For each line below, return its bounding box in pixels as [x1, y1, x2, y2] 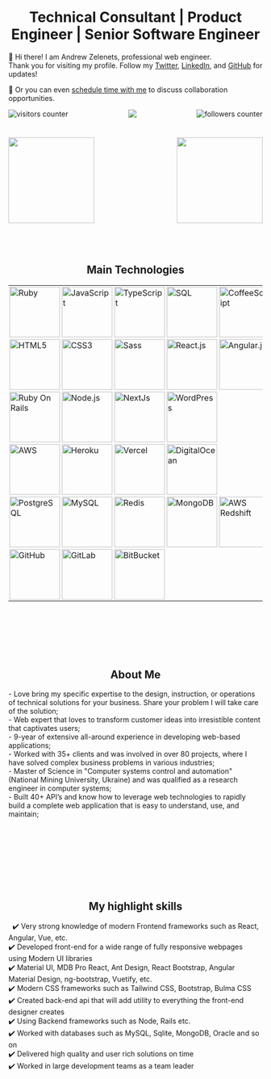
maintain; [8, 808, 40, 819]
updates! [8, 69, 38, 78]
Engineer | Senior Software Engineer [10, 25, 261, 44]
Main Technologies [86, 263, 185, 277]
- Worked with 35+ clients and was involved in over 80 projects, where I [8, 749, 248, 758]
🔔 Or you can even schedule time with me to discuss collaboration [8, 85, 228, 94]
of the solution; [8, 706, 59, 716]
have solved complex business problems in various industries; [8, 758, 215, 767]
